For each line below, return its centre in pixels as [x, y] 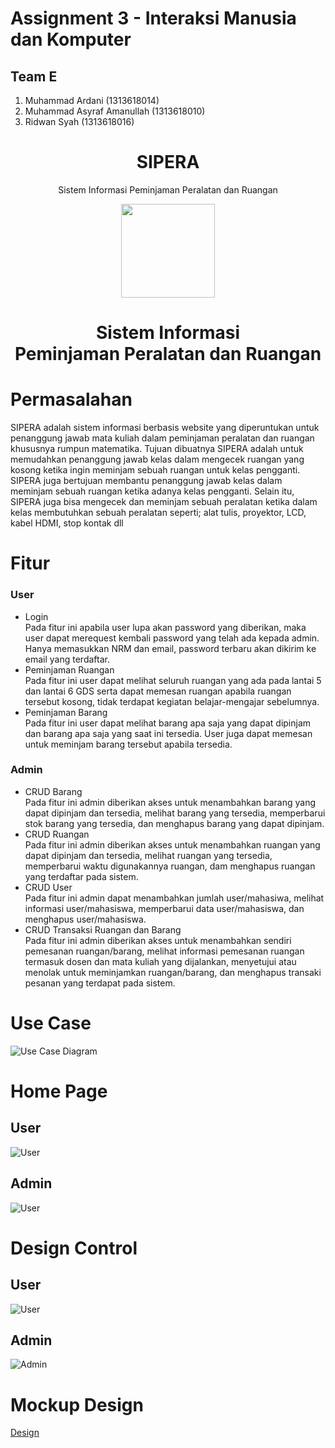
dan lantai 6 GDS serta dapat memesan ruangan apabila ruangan [158, 691]
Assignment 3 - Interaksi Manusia [153, 18]
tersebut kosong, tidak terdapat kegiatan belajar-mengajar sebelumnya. [172, 701]
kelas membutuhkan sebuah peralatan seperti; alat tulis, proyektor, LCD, [158, 513]
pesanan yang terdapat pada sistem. [100, 983]
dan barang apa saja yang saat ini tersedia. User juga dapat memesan [168, 733]
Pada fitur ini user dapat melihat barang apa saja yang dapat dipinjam [168, 723]
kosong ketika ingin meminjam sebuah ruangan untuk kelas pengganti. [155, 470]
